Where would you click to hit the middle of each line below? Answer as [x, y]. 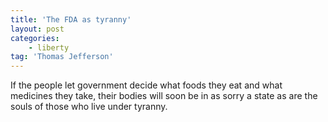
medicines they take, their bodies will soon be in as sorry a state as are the [164, 96]
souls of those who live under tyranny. [89, 107]
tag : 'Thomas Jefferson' [62, 57]
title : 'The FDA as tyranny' [71, 19]
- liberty [49, 47]
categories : [35, 38]
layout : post [37, 29]
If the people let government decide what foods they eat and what [146, 85]
